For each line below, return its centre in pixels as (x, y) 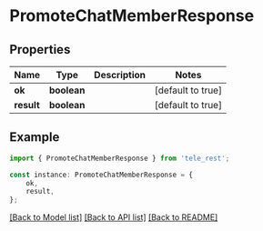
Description (120, 75)
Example (35, 137)
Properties (40, 50)
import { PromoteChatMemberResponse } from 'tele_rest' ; (120, 158)
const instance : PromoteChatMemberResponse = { (101, 175)
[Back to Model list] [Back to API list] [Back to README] (114, 217)
